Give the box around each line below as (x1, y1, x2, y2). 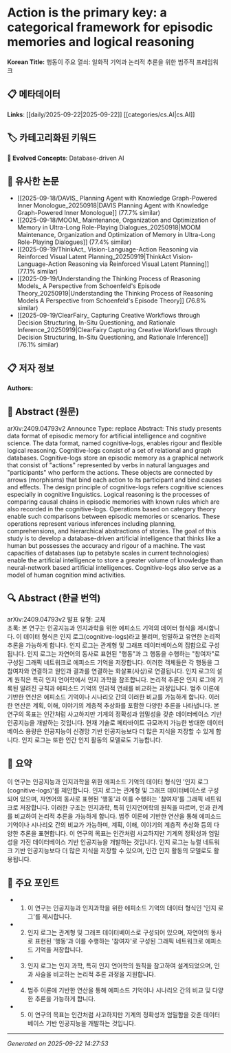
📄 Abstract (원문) (7, 405, 80, 418)
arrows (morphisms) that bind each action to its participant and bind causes (7, 476, 222, 484)
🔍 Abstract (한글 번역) (7, 593, 101, 604)
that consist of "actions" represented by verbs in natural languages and (7, 461, 210, 469)
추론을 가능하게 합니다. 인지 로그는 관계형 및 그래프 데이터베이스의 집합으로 (7, 641, 208, 649)
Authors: (7, 384, 33, 392)
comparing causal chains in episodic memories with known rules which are (7, 498, 220, 506)
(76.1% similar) (16, 340, 59, 349)
